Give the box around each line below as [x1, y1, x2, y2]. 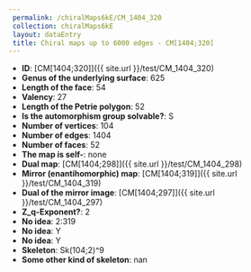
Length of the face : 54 [21, 82, 107, 93]
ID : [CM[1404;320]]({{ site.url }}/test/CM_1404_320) [21, 63, 215, 74]
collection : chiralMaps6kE [12, 22, 114, 31]
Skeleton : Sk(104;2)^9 [21, 245, 105, 256]
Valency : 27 [21, 92, 67, 103]
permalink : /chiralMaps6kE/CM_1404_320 [12, 13, 163, 23]
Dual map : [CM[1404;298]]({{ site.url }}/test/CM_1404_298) [21, 159, 243, 169]
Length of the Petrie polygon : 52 [21, 101, 145, 113]
